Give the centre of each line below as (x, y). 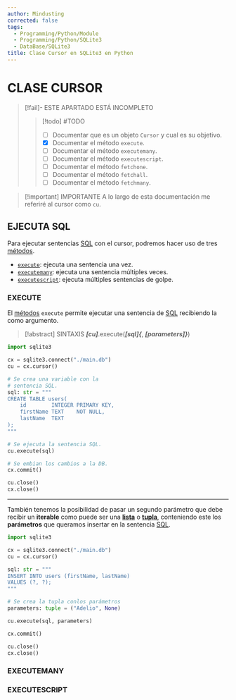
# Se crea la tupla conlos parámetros (64, 602)
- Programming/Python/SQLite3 (58, 40)
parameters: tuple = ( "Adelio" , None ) (64, 608)
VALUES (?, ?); (29, 582)
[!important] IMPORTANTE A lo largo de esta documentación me (117, 197)
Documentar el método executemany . (105, 151)
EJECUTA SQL (39, 226)
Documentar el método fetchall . (100, 175)
